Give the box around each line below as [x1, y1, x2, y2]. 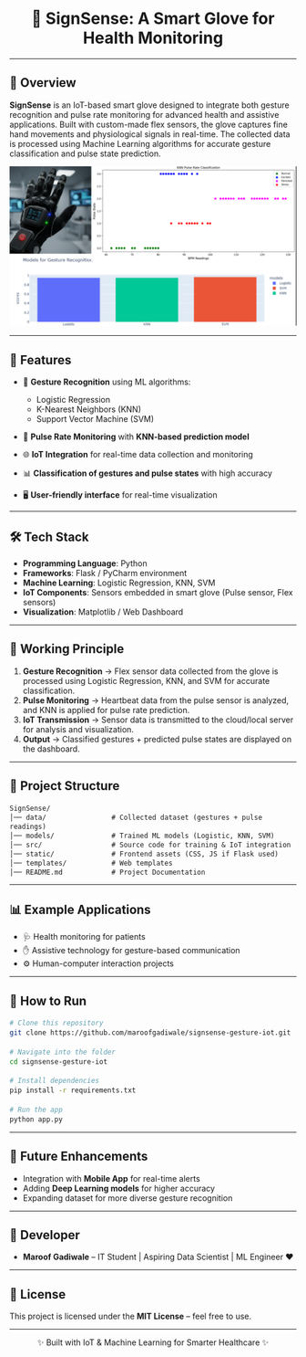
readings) [9, 822, 47, 831]
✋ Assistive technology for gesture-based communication [22, 945, 240, 956]
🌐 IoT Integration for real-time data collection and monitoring [22, 449, 253, 460]
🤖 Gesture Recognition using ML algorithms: [22, 376, 191, 387]
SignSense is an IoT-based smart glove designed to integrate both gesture [9, 100, 290, 110]
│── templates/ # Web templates [9, 858, 173, 868]
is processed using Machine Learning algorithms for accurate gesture [9, 138, 271, 149]
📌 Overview [9, 75, 76, 90]
